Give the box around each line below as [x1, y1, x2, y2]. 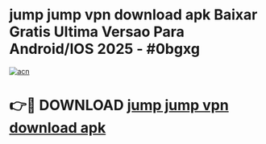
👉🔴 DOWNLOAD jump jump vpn [9, 97, 229, 114]
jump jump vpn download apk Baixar [9, 6, 258, 24]
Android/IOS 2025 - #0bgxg [9, 40, 201, 58]
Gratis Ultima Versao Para [9, 23, 185, 41]
